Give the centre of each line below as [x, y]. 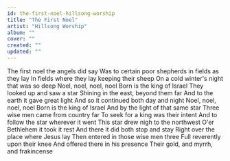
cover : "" [21, 39]
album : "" [21, 33]
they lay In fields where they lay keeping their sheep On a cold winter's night [115, 78]
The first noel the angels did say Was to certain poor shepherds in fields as [113, 71]
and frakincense [30, 151]
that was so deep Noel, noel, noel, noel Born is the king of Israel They [105, 86]
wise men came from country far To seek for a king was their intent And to [112, 114]
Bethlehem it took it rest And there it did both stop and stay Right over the [111, 129]
